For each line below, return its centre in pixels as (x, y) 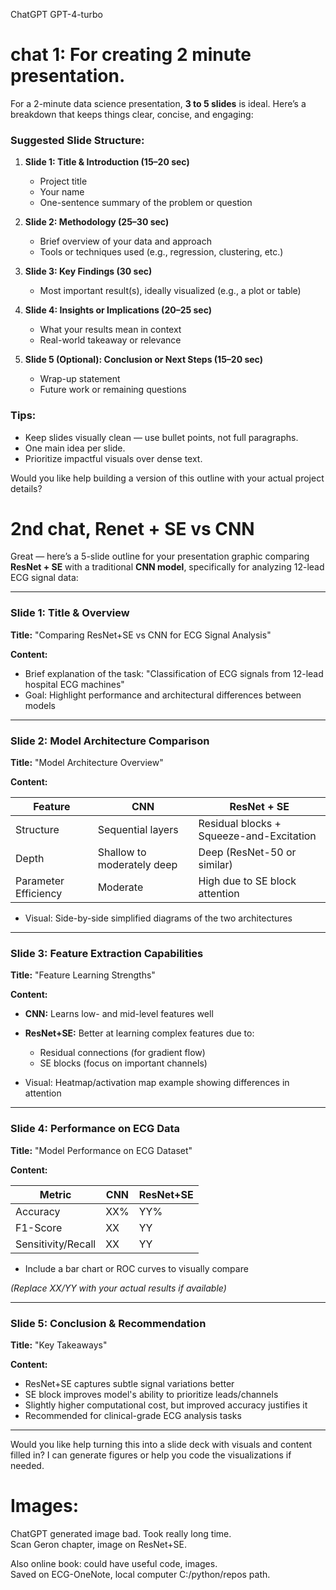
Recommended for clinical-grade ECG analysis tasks (133, 1415)
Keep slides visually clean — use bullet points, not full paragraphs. (161, 437)
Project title (63, 181)
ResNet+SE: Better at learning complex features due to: (139, 1033)
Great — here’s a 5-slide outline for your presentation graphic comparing (160, 556)
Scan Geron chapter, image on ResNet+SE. (98, 1544)
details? (26, 488)
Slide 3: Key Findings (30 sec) (88, 271)
